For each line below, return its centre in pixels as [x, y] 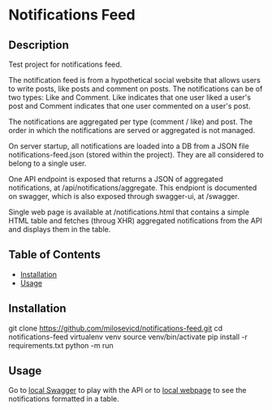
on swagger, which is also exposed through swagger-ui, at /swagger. [124, 196]
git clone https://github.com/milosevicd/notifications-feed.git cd [116, 328]
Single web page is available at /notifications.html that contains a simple [129, 212]
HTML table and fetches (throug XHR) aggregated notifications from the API [135, 220]
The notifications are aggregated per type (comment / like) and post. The [131, 122]
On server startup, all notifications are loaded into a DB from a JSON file [129, 146]
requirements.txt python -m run [61, 345]
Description [39, 45]
